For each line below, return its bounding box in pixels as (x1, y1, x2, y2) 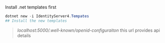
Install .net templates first (5, 4, 57, 10)
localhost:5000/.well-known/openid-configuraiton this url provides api (17, 27, 160, 33)
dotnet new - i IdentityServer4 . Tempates (5, 14, 90, 19)
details (17, 32, 31, 39)
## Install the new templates (5, 18, 67, 23)
